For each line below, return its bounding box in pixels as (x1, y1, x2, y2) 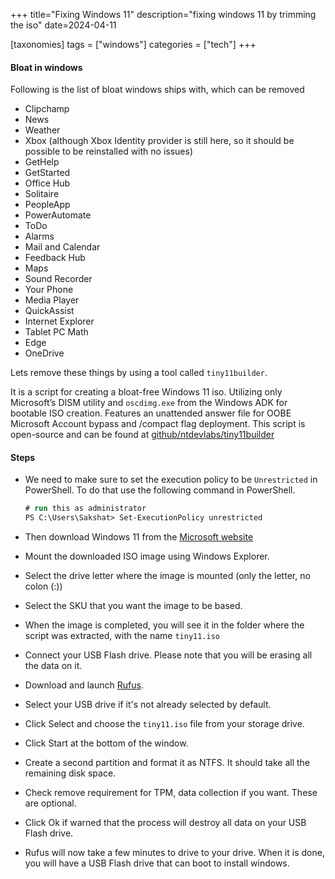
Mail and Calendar (24, 241, 101, 253)
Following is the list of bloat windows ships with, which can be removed (10, 84, 305, 96)
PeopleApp (24, 199, 71, 211)
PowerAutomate (24, 209, 92, 221)
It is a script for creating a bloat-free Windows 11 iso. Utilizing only (10, 386, 283, 398)
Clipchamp (24, 103, 70, 115)
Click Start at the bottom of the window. (24, 737, 189, 749)
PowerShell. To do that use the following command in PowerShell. (24, 484, 296, 496)
